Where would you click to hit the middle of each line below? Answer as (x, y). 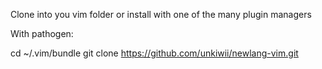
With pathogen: (42, 33)
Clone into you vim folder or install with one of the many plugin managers (161, 14)
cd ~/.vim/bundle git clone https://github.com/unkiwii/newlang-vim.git (154, 53)
